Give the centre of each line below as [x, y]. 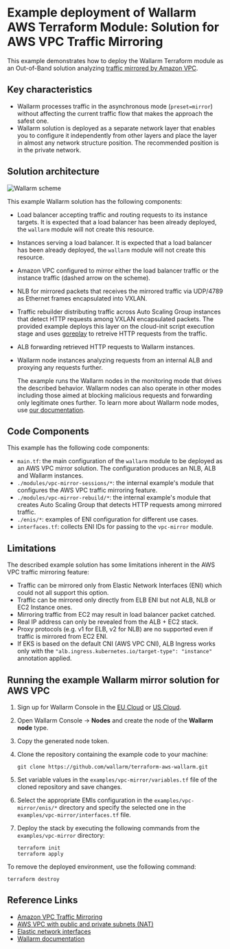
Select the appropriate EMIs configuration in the [85, 800]
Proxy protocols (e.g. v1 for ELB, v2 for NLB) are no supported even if [115, 629]
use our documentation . [51, 410]
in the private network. [49, 150]
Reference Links [43, 900]
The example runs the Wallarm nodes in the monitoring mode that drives [119, 380]
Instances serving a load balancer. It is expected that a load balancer [114, 242]
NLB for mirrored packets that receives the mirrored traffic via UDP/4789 [120, 291]
